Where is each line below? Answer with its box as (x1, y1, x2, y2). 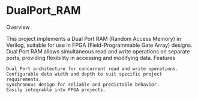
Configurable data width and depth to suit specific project (6, 71, 163, 77)
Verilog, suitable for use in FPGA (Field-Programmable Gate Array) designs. (6, 41, 193, 49)
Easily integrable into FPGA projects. (6, 86, 106, 93)
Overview (6, 23, 30, 31)
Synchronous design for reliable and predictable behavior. (6, 82, 160, 88)
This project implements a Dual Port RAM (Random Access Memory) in (6, 35, 181, 42)
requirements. (6, 76, 42, 82)
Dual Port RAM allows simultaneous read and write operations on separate (6, 47, 190, 55)
